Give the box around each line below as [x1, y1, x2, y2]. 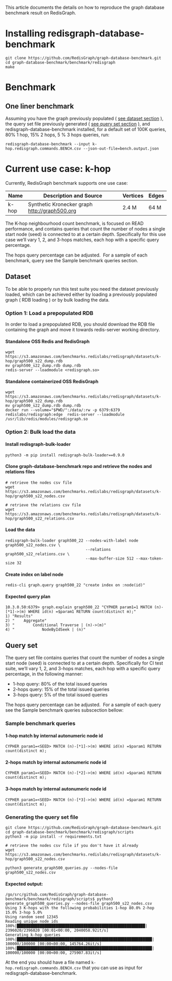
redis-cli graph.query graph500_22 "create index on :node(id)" [5, 583, 145, 588]
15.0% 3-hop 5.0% [5, 910, 42, 915]
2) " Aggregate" [5, 618, 47, 624]
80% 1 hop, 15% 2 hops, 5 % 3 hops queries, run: [5, 132, 110, 138]
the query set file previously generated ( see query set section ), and [5, 120, 150, 127]
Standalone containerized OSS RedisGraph [5, 378, 99, 385]
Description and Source [43, 192, 102, 199]
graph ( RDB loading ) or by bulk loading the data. [5, 296, 110, 303]
